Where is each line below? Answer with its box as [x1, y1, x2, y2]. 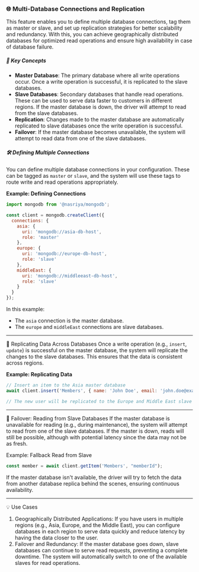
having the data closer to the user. [14, 534, 99, 541]
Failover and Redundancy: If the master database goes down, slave [14, 540, 179, 547]
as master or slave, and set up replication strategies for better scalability [6, 24, 182, 31]
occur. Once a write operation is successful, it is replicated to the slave [14, 78, 188, 85]
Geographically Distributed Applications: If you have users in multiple [14, 515, 184, 522]
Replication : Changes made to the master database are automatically [14, 116, 185, 123]
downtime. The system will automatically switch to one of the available [14, 553, 187, 560]
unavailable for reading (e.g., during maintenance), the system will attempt [6, 421, 188, 428]
